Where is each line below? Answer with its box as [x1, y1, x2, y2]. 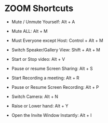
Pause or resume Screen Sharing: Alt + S [11, 66, 93, 71]
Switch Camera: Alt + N [11, 94, 58, 99]
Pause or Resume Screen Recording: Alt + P [11, 84, 99, 90]
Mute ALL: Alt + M [11, 28, 48, 34]
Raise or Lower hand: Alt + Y [11, 103, 68, 109]
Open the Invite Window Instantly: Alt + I [11, 112, 92, 118]
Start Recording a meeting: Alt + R [11, 75, 80, 81]
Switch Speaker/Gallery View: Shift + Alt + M [11, 47, 100, 53]
